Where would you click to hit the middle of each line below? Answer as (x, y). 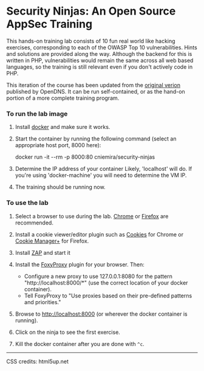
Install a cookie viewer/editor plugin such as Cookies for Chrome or (99, 234)
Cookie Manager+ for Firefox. (52, 241)
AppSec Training (49, 24)
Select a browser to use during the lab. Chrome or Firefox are (92, 216)
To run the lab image (37, 114)
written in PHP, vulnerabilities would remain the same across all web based (100, 60)
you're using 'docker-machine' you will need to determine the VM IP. (101, 175)
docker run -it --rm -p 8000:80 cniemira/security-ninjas (85, 157)
